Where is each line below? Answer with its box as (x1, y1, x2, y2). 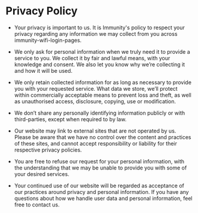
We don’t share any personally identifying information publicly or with (14, 109, 185, 116)
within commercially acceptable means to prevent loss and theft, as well (14, 91, 191, 98)
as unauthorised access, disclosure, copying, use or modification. (14, 97, 177, 105)
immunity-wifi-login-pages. (14, 36, 82, 44)
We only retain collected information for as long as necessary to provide (14, 79, 192, 86)
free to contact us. (14, 201, 60, 208)
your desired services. (14, 170, 70, 177)
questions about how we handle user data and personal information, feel (14, 195, 193, 202)
